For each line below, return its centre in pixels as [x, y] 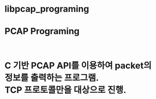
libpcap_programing [47, 9]
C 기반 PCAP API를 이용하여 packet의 [78, 66]
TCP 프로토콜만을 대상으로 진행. [65, 90]
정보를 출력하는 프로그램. [52, 78]
